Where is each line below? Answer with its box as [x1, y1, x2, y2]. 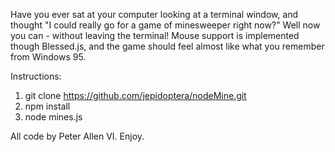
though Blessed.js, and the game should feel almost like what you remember [10, 40, 325, 52]
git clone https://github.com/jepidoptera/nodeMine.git [24, 90, 247, 101]
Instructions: [10, 70, 62, 82]
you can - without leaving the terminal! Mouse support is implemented [10, 30, 300, 41]
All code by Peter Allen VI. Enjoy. [10, 130, 145, 142]
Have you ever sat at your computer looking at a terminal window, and [10, 9, 299, 20]
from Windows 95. [10, 51, 87, 63]
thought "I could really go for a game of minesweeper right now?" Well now [10, 19, 321, 31]
